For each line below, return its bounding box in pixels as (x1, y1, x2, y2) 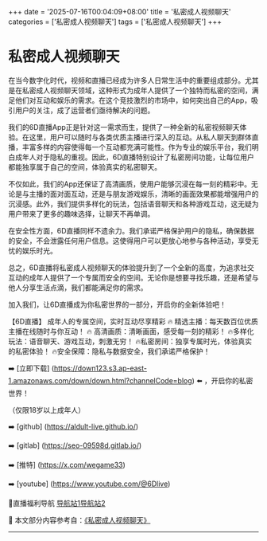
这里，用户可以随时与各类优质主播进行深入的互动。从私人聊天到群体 (29, 132, 252, 142)
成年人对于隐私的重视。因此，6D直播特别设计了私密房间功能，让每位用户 (14, 152, 254, 162)
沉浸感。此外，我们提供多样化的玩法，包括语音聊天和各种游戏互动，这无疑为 (8, 198, 259, 209)
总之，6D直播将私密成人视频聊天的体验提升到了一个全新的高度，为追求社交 (8, 262, 254, 272)
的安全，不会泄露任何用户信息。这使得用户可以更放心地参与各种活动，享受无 (8, 236, 259, 245)
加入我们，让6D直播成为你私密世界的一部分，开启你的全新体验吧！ (8, 300, 226, 309)
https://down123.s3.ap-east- (54, 363, 147, 373)
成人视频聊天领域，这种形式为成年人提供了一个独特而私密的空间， (35, 85, 252, 95)
